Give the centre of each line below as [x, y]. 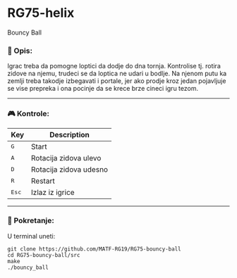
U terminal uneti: [31, 236]
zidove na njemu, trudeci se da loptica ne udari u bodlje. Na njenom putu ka [117, 74]
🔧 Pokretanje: [31, 221]
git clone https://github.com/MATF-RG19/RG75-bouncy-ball [94, 249]
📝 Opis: [20, 51]
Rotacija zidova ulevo [66, 158]
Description [69, 134]
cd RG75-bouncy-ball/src [44, 255]
